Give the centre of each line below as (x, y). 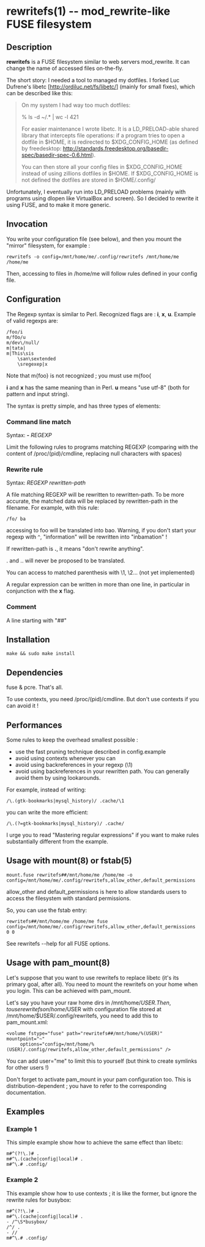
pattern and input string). (38, 394)
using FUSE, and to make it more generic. (59, 205)
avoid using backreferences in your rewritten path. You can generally (102, 771)
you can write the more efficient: (47, 812)
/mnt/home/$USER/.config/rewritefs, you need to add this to (82, 1016)
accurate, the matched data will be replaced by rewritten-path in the (92, 501)
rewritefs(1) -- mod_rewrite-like (88, 11)
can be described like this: (39, 93)
